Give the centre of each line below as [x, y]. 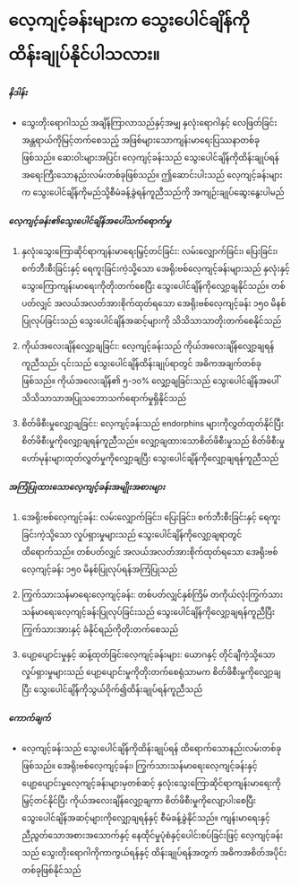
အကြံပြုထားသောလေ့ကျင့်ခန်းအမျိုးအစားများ [87, 487]
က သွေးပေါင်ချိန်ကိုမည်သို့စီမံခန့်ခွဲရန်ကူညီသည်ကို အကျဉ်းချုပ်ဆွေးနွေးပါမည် [153, 192]
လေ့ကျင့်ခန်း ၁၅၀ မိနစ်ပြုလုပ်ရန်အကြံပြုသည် [99, 569]
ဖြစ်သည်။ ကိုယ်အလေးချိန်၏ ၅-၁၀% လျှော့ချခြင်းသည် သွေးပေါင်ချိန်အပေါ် [150, 381]
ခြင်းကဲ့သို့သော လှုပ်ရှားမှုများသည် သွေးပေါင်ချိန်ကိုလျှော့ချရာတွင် [132, 535]
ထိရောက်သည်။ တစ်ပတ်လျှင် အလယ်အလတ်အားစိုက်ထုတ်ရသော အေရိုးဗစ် [149, 552]
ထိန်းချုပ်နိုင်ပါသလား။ [84, 55]
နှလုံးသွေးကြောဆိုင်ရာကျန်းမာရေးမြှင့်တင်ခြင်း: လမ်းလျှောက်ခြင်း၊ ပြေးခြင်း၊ [149, 251]
